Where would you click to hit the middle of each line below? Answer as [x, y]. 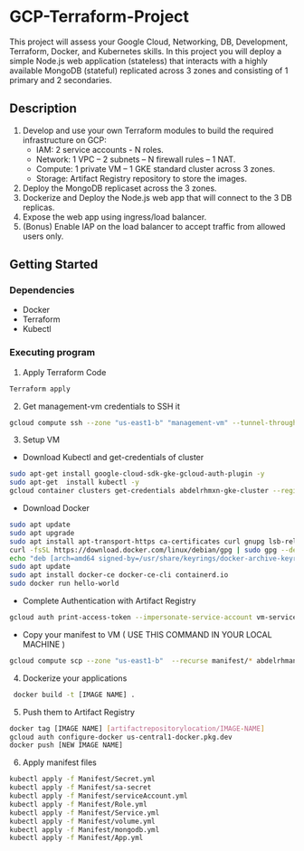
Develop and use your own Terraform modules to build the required [148, 130]
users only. [43, 236]
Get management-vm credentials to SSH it [101, 406]
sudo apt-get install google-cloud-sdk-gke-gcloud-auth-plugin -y [137, 474]
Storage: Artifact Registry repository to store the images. [141, 178]
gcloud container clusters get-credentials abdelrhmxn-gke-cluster [139, 491]
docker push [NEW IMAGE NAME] [66, 745]
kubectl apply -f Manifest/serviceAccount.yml [99, 796]
